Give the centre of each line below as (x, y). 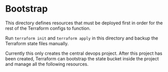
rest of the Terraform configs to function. (48, 28)
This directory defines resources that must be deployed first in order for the (84, 23)
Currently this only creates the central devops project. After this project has (84, 53)
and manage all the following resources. (47, 64)
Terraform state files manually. (37, 43)
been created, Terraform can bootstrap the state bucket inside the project (82, 58)
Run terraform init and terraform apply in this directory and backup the (82, 38)
